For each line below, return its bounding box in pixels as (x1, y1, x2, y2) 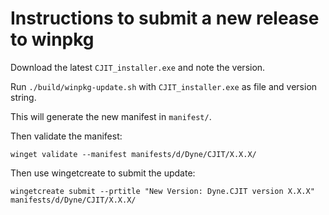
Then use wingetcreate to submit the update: (10, 167, 196, 179)
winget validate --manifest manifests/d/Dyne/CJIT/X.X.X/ (10, 149, 257, 159)
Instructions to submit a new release (10, 7, 320, 30)
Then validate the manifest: (10, 130, 123, 142)
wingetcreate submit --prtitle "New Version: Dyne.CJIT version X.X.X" (10, 186, 315, 196)
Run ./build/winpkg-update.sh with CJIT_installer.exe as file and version (10, 80, 318, 92)
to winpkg (10, 28, 95, 51)
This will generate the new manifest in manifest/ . (10, 110, 212, 122)
